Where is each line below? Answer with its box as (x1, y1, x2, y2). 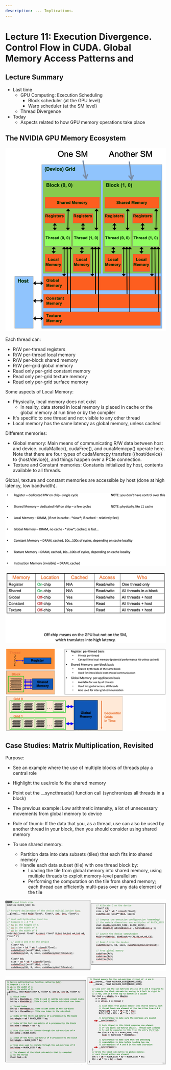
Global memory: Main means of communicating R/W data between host (12, 440, 163, 447)
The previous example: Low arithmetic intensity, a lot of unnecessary (12, 805, 158, 811)
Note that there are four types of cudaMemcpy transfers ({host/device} (12, 451, 162, 457)
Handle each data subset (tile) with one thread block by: (20, 862, 139, 868)
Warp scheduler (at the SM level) (28, 103, 97, 109)
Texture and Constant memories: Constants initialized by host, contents (12, 462, 163, 468)
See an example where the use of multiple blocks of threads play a (12, 764, 153, 771)
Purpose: (5, 755, 25, 761)
